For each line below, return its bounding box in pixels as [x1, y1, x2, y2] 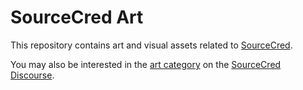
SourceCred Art [10, 6, 144, 29]
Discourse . [10, 69, 55, 81]
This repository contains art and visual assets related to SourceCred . [10, 39, 293, 51]
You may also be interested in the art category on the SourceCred [10, 58, 282, 70]
